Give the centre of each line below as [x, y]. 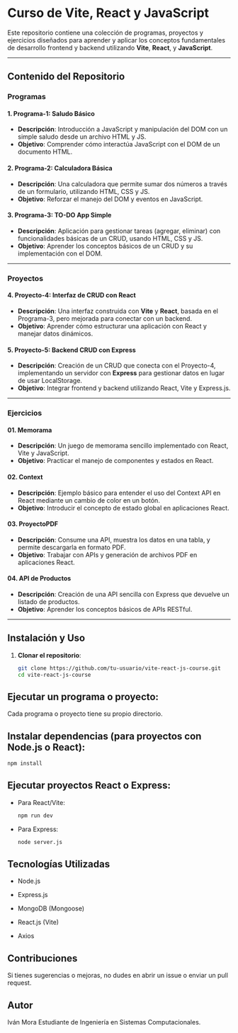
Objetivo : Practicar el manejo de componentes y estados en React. [115, 461]
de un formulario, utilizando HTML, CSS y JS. [84, 191]
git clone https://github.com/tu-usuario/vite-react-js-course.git [119, 668]
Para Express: [38, 829]
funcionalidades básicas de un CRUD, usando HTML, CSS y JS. [110, 238]
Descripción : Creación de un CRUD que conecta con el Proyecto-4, [117, 365]
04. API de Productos [39, 578]
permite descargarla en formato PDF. [72, 547]
